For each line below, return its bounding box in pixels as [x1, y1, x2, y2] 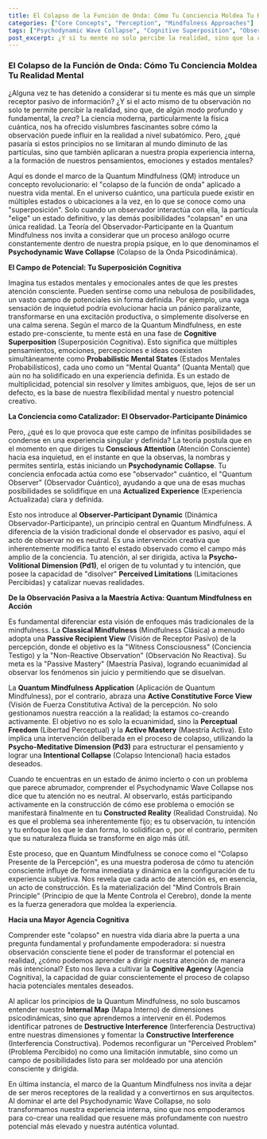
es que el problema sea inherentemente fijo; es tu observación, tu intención [8, 816, 256, 826]
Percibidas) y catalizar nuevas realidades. [8, 577, 145, 587]
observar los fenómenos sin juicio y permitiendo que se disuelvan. [8, 667, 226, 676]
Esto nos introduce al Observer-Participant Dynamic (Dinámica [8, 509, 219, 519]
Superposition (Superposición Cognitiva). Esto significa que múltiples [8, 337, 238, 347]
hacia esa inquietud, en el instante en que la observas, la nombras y [8, 452, 230, 462]
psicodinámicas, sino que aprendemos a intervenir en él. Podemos [8, 1013, 226, 1022]
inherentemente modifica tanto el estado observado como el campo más [8, 544, 246, 553]
